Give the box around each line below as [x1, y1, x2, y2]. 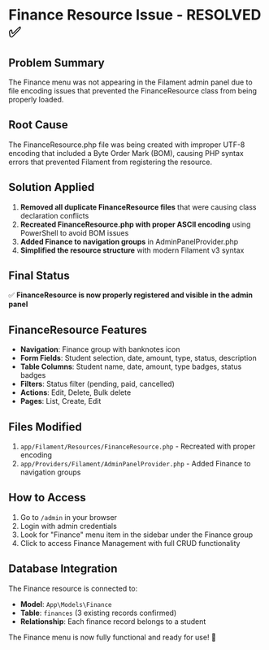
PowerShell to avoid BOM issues [20, 227, 129, 237]
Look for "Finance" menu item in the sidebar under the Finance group [20, 530, 254, 539]
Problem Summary [8, 55, 105, 70]
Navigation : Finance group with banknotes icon [20, 344, 180, 354]
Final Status [8, 269, 71, 283]
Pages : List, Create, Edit [20, 396, 102, 406]
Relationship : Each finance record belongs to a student [20, 616, 206, 626]
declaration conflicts [20, 210, 89, 220]
